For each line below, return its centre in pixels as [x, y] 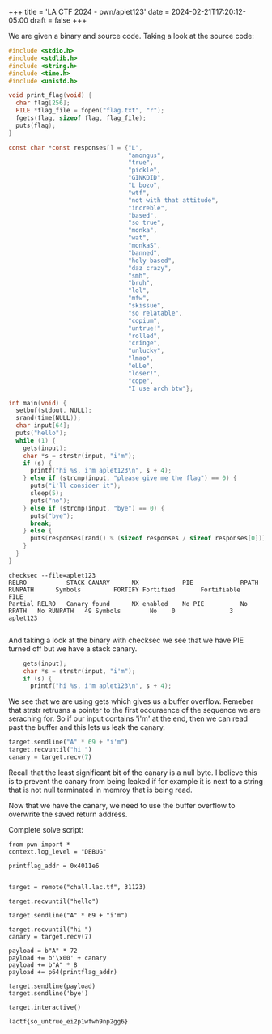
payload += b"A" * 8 [43, 965]
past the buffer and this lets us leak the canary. [87, 727]
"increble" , [148, 208]
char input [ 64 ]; [43, 426]
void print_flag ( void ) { [50, 95]
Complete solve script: [46, 829]
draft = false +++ [58, 20]
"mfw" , [139, 299]
